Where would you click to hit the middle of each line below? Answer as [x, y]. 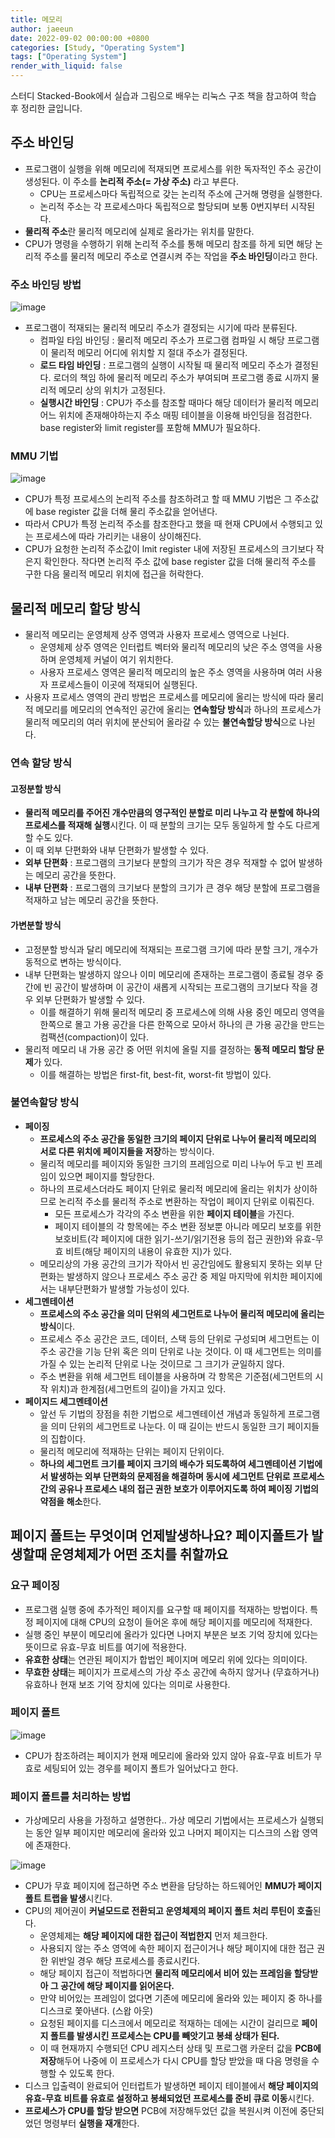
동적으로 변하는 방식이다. [73, 962]
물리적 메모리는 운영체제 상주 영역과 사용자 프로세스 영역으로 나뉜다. [157, 635]
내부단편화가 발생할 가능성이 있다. [124, 1288]
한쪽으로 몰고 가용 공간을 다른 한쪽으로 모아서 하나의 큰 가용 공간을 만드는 [182, 1024]
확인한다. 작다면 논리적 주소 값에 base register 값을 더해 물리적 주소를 [180, 562]
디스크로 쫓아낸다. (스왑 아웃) [96, 2011]
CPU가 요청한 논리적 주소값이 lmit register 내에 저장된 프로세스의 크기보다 [169, 549]
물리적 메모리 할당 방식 [76, 608]
